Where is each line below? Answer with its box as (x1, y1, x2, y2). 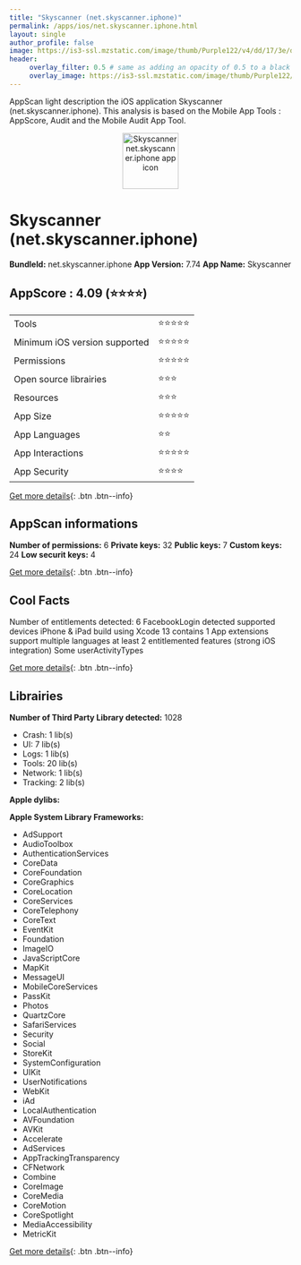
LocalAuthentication (21, 1105, 97, 1115)
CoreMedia (21, 1190, 64, 1201)
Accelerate (21, 1133, 63, 1144)
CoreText (21, 914, 56, 925)
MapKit (21, 962, 49, 972)
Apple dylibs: (9, 794, 60, 805)
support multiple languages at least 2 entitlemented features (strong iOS (9, 636, 276, 646)
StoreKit (21, 1047, 53, 1058)
